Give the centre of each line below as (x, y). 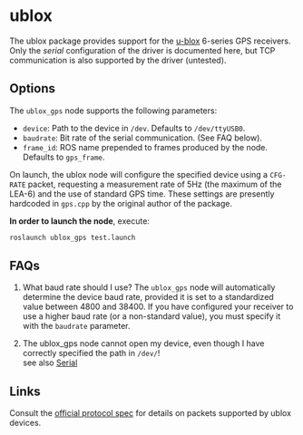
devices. (25, 423)
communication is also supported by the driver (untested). (118, 60)
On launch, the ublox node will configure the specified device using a (139, 174)
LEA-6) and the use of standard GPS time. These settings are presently (142, 193)
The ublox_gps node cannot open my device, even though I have (143, 343)
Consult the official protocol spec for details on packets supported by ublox (151, 413)
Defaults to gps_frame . (64, 157)
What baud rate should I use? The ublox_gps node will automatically (149, 287)
